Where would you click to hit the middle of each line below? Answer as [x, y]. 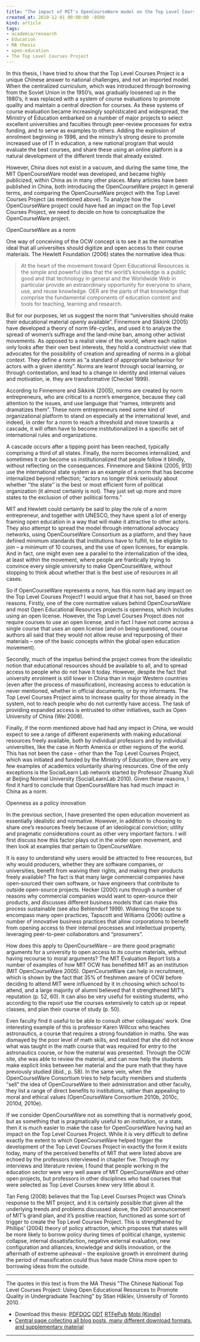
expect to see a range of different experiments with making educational [94, 734]
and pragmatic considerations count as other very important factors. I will [96, 833]
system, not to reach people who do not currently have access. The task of [98, 704]
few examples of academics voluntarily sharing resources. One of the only [97, 766]
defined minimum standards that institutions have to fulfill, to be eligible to [97, 540]
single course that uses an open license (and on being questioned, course [97, 628]
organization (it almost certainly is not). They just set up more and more [94, 491]
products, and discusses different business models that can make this [92, 902]
